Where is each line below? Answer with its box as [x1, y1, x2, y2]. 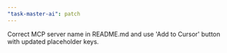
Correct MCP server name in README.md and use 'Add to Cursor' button [7, 30, 221, 38]
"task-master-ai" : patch [7, 10, 81, 18]
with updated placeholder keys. [7, 37, 99, 46]
